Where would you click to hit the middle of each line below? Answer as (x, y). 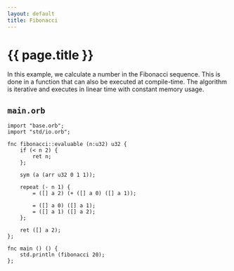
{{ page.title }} (51, 55)
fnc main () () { (33, 249)
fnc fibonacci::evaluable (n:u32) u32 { (67, 145)
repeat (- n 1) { (45, 187)
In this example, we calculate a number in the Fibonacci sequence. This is (114, 74)
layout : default (31, 14)
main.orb (26, 111)
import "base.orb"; (36, 126)
